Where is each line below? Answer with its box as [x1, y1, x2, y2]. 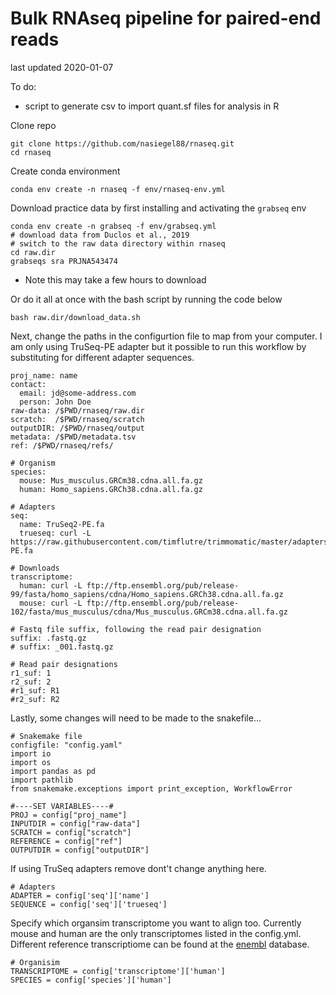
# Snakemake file [10, 731, 83, 741]
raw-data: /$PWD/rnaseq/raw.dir [10, 405, 145, 416]
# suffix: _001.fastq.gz [10, 642, 114, 652]
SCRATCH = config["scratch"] [10, 827, 132, 837]
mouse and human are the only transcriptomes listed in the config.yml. [10, 927, 302, 939]
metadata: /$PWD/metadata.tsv [10, 432, 137, 442]
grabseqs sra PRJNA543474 [10, 256, 118, 266]
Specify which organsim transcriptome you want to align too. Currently [10, 917, 302, 929]
